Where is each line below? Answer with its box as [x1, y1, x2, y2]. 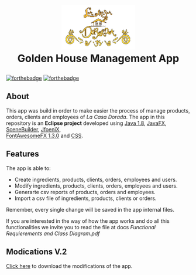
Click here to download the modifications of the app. [6, 262, 133, 269]
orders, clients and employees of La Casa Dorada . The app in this [6, 113, 165, 120]
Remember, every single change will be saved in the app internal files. [6, 206, 174, 213]
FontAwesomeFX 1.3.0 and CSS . [6, 132, 84, 139]
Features [6, 149, 39, 159]
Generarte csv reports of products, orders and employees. [14, 188, 156, 195]
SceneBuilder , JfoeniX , [6, 125, 61, 133]
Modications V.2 [6, 247, 67, 257]
